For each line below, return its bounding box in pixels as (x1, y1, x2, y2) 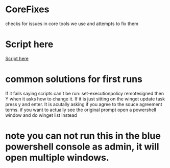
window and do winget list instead (5, 112, 78, 118)
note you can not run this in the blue (5, 130, 161, 141)
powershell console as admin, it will (5, 141, 159, 152)
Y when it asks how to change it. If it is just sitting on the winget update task (5, 96, 165, 102)
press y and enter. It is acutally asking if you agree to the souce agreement (5, 101, 162, 107)
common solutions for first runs (5, 73, 143, 85)
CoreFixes (5, 4, 50, 15)
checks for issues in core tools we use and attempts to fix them (5, 20, 139, 27)
